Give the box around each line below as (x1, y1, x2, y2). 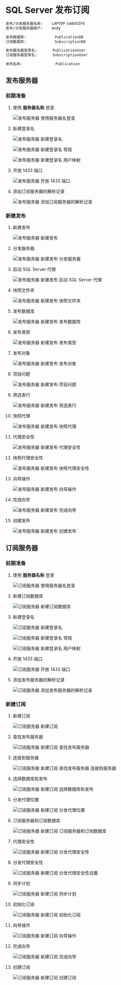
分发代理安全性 (12, 859, 43, 865)
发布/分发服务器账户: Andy (5, 26, 61, 31)
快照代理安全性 (12, 455, 43, 461)
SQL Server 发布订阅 (5, 4, 90, 16)
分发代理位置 (12, 797, 39, 803)
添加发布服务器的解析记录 (12, 677, 65, 682)
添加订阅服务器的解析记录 (12, 188, 65, 194)
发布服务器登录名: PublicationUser (5, 48, 86, 53)
